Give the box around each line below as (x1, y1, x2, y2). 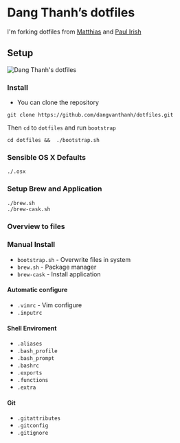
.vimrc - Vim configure (16, 301, 82, 309)
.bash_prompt (16, 355, 55, 362)
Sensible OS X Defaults (7, 152, 86, 162)
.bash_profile (16, 348, 58, 355)
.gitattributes (16, 415, 61, 422)
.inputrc (16, 310, 43, 317)
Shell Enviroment (7, 324, 57, 332)
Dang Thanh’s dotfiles (7, 5, 135, 21)
